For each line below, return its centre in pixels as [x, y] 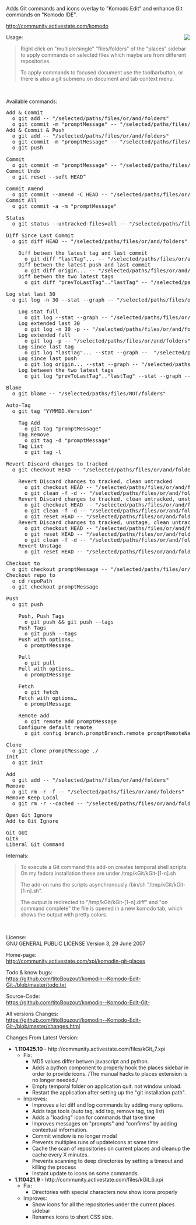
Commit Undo [23, 171]
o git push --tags [50, 634]
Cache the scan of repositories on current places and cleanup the [111, 1148]
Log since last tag [46, 347]
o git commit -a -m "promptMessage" [64, 206]
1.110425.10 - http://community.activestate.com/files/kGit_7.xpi [90, 1049]
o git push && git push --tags [69, 622]
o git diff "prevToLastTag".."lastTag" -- [86, 283]
